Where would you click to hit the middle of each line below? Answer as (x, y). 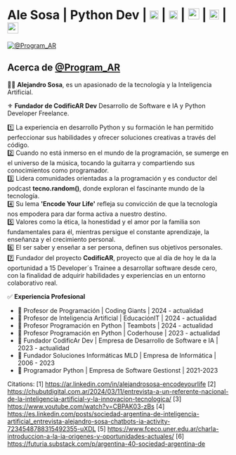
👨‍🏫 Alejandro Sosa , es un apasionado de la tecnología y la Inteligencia (110, 84)
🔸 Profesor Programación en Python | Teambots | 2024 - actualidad (115, 325)
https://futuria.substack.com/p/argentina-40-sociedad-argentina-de (106, 444)
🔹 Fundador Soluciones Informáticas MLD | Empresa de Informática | (117, 355)
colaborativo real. (33, 283)
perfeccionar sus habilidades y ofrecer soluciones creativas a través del (112, 137)
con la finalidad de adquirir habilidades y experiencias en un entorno (106, 275)
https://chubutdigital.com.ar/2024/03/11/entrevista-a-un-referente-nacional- (118, 391)
